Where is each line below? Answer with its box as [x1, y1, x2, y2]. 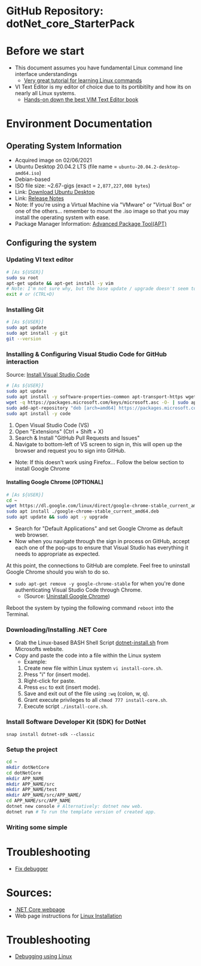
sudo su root [6, 274, 39, 281]
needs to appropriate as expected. [14, 550, 100, 558]
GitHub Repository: [6, 4, 103, 18]
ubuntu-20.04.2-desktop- [118, 164, 181, 170]
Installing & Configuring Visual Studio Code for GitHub [6, 350, 167, 358]
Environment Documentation [6, 117, 153, 131]
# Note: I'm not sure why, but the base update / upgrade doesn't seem [6, 286, 188, 292]
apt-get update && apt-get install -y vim [6, 280, 114, 286]
